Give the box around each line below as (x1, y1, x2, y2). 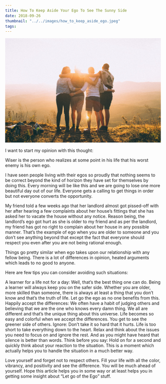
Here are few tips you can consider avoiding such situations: (5, 269, 128, 275)
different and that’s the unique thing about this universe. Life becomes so (5, 310, 154, 316)
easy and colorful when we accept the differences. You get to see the (5, 316, 147, 322)
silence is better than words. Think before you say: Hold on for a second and (5, 337, 161, 343)
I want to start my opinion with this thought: (5, 147, 94, 154)
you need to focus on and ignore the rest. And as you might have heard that (5, 332, 159, 338)
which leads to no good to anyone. (5, 260, 76, 266)
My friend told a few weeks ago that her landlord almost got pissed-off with (5, 203, 159, 209)
